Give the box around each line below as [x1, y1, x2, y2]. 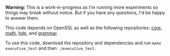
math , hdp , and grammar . [5, 30, 58, 36]
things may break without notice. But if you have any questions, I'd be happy [5, 10, 165, 16]
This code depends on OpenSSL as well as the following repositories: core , [5, 25, 162, 31]
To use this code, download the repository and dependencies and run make [5, 40, 161, 46]
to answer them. [5, 15, 40, 21]
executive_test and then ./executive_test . [5, 45, 96, 51]
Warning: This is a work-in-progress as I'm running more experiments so [5, 5, 158, 10]
